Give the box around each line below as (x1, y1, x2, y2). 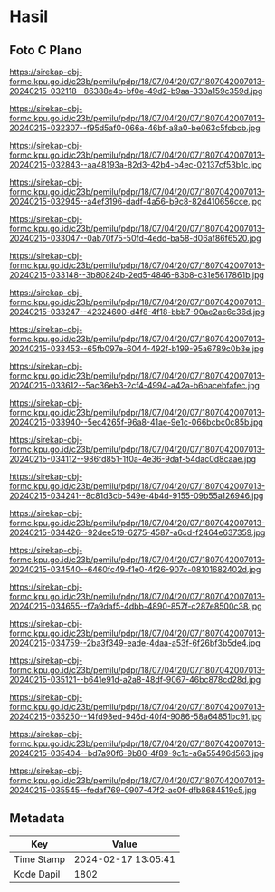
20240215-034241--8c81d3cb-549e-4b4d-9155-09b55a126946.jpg (9, 491, 264, 501)
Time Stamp (14, 853, 66, 866)
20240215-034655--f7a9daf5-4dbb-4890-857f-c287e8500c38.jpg (9, 600, 262, 611)
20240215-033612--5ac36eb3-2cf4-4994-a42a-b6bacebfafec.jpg (9, 380, 261, 390)
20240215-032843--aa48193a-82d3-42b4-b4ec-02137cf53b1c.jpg (9, 159, 262, 169)
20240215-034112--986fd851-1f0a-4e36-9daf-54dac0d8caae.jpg (9, 454, 256, 464)
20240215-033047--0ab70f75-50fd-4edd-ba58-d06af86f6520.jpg (9, 233, 261, 244)
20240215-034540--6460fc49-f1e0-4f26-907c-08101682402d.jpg (9, 564, 261, 574)
